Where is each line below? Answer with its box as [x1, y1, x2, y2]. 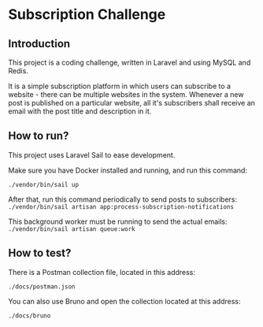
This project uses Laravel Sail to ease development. [8, 150, 176, 159]
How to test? [8, 247, 72, 260]
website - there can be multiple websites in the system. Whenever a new [8, 90, 244, 99]
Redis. [8, 66, 29, 76]
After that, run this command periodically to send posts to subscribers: [8, 195, 238, 204]
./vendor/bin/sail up [8, 180, 80, 188]
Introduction [8, 37, 71, 50]
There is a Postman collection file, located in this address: [8, 267, 195, 277]
